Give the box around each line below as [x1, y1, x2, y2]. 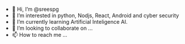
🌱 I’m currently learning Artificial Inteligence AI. [11, 18, 128, 25]
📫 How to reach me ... [11, 32, 67, 38]
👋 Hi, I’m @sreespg [11, 6, 59, 12]
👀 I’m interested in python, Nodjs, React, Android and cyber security [11, 12, 179, 19]
